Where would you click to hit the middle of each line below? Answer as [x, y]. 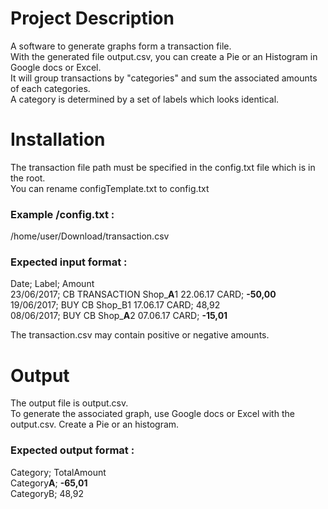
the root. [28, 178]
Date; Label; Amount [52, 284]
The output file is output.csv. [69, 403]
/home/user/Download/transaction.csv [90, 236]
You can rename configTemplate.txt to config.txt [110, 188]
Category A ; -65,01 [49, 483]
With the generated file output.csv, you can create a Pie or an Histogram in [164, 56]
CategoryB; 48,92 [47, 493]
